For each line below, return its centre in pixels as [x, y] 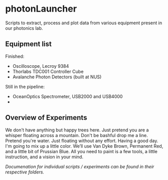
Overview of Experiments [46, 118]
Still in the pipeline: [25, 86]
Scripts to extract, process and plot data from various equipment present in [84, 23]
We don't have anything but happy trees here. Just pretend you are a [77, 130]
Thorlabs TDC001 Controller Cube [48, 71]
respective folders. [25, 172]
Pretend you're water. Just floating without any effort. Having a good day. [82, 141]
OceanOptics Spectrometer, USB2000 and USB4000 [68, 96]
